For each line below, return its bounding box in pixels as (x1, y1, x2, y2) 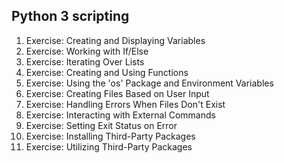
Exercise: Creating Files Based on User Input (25, 87, 210, 99)
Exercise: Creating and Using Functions (25, 66, 189, 78)
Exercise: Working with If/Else (25, 45, 149, 57)
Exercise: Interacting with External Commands (25, 109, 216, 121)
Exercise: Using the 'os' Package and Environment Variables (25, 77, 274, 89)
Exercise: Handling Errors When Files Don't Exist (25, 98, 226, 110)
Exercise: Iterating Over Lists (25, 55, 145, 68)
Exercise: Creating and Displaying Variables (25, 34, 206, 46)
